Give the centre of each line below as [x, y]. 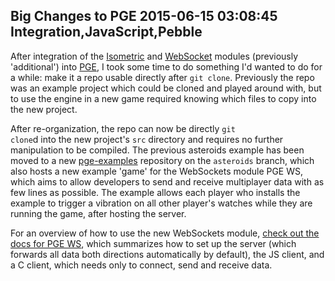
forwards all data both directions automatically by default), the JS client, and [167, 254]
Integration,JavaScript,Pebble [106, 32]
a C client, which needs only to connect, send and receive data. [141, 265]
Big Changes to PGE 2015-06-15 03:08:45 [144, 16]
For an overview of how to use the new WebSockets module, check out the [165, 233]
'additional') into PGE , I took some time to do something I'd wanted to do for [166, 66]
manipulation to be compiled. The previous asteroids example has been [157, 150]
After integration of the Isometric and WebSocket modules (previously [154, 56]
